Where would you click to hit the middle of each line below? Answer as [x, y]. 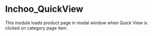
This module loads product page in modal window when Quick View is [76, 23]
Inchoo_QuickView [44, 9]
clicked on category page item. [36, 28]
